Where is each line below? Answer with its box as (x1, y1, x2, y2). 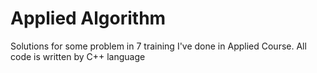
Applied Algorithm (10, 7, 167, 30)
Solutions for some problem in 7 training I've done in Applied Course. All (10, 40, 307, 52)
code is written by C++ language (10, 50, 146, 62)
